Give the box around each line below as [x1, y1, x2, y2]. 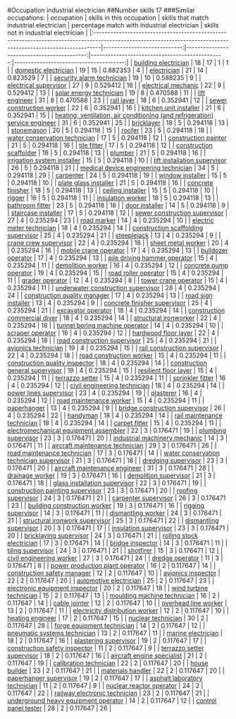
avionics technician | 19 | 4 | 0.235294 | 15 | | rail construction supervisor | [7, 344, 223, 352]
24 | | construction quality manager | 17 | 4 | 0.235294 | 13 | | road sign [7, 291, 213, 299]
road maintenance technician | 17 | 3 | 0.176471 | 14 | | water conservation [7, 448, 221, 457]
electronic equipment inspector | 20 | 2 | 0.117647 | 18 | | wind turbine [7, 584, 209, 592]
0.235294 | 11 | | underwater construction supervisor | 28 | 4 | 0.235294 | [7, 284, 221, 292]
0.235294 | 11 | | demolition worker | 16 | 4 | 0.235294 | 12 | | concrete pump [7, 261, 229, 269]
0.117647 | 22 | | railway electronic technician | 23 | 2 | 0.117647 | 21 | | [7, 689, 210, 697]
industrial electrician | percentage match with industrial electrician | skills [7, 21, 219, 29]
